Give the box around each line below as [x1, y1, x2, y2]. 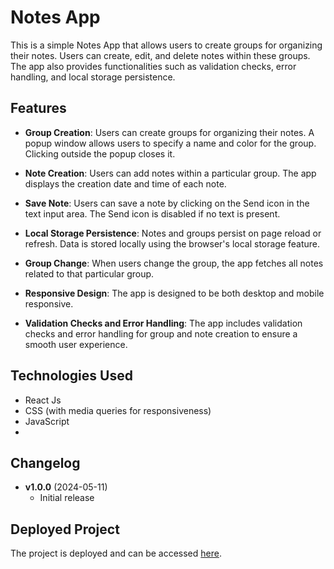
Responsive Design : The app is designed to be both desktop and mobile [24, 287, 325, 299]
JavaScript [24, 415, 70, 427]
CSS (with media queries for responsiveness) [24, 404, 212, 416]
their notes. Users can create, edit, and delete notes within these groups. [10, 49, 311, 61]
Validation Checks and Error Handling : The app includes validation [24, 317, 303, 329]
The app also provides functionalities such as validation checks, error [10, 60, 297, 72]
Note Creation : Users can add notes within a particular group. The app [24, 167, 317, 179]
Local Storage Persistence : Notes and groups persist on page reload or [24, 227, 322, 239]
